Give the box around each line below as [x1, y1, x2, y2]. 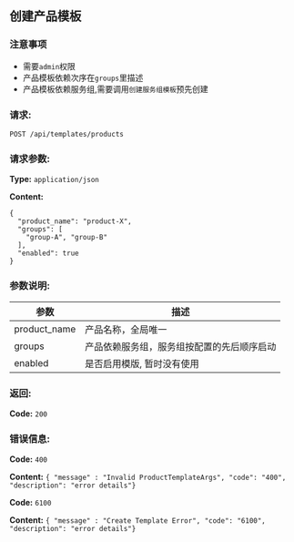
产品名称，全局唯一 [85, 322, 167, 335]
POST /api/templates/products [9, 129, 125, 138]
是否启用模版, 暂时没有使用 [85, 357, 200, 370]
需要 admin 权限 [22, 60, 76, 71]
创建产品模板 [9, 8, 82, 25]
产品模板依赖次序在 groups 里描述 [22, 72, 144, 83]
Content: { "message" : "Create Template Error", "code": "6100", [9, 515, 267, 526]
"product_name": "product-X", [17, 217, 132, 226]
